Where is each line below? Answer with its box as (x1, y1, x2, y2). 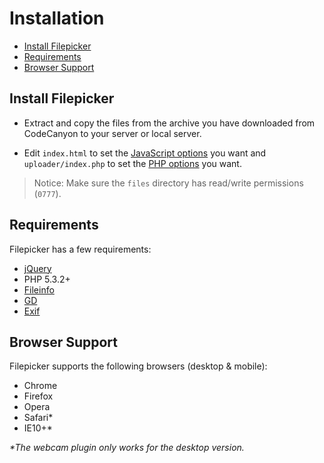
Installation (9, 7, 105, 30)
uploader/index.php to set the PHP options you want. (23, 157, 242, 169)
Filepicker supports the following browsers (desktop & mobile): (9, 360, 268, 372)
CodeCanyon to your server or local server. (23, 127, 202, 139)
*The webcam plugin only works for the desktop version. (9, 442, 245, 454)
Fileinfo (23, 283, 55, 296)
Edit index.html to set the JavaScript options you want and (23, 147, 267, 159)
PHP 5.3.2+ (23, 273, 71, 285)
